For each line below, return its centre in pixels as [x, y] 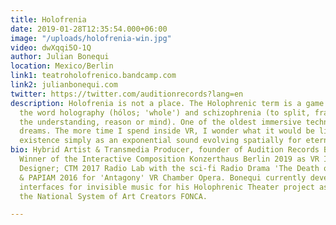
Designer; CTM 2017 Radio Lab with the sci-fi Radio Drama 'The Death [169, 168]
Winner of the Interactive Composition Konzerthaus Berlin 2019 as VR [169, 159]
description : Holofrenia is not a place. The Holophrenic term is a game [167, 103]
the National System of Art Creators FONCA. [113, 196]
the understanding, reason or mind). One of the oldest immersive [160, 122]
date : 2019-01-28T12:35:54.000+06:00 [89, 29]
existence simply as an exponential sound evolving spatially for [160, 141]
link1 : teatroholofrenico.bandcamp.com [93, 76]
